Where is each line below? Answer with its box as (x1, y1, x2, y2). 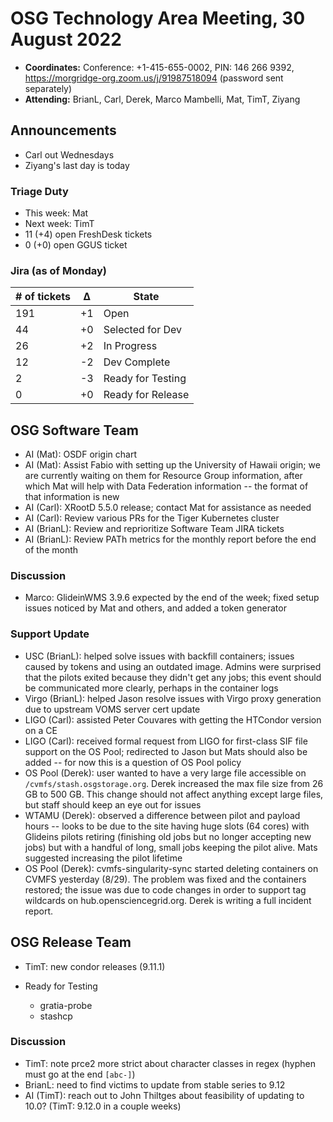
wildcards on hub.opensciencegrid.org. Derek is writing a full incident (24, 894, 312, 906)
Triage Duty (10, 184, 69, 198)
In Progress (103, 339, 158, 353)
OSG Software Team (10, 422, 139, 439)
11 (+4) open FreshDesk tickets (24, 228, 153, 241)
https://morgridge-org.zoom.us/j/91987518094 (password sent (24, 72, 284, 84)
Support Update (10, 627, 90, 641)
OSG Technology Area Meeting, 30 (10, 7, 306, 30)
